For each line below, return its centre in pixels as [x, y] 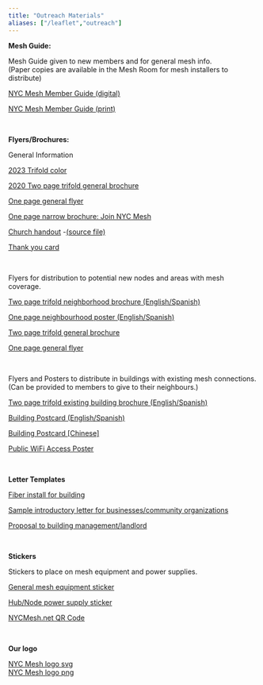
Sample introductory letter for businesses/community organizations [118, 510]
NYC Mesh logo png [41, 672]
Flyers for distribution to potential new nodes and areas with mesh [116, 278]
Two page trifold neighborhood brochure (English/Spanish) [104, 302]
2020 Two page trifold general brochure [74, 185]
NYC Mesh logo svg [41, 664]
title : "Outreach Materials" [56, 15]
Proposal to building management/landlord [78, 525]
